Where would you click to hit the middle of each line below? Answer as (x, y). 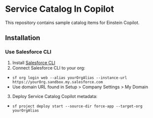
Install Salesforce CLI (34, 63)
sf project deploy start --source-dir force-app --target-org (77, 106)
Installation (23, 38)
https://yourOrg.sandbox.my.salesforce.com (58, 82)
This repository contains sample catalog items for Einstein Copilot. (72, 23)
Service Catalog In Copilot (60, 9)
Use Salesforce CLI (28, 52)
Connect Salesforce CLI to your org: (48, 68)
